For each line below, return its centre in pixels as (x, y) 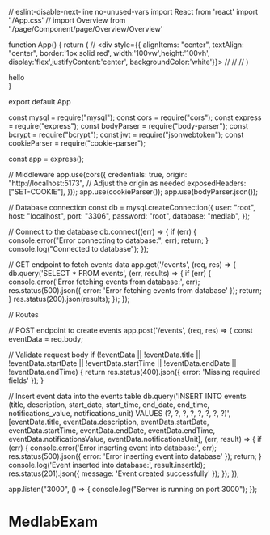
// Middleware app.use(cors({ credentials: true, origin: (98, 174)
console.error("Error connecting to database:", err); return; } (108, 240)
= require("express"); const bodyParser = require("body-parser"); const (128, 126)
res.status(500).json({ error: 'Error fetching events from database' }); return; (135, 290)
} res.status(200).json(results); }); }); (69, 299)
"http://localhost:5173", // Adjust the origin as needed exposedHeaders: (127, 183)
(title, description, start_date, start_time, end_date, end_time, (109, 405)
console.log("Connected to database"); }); (79, 249)
